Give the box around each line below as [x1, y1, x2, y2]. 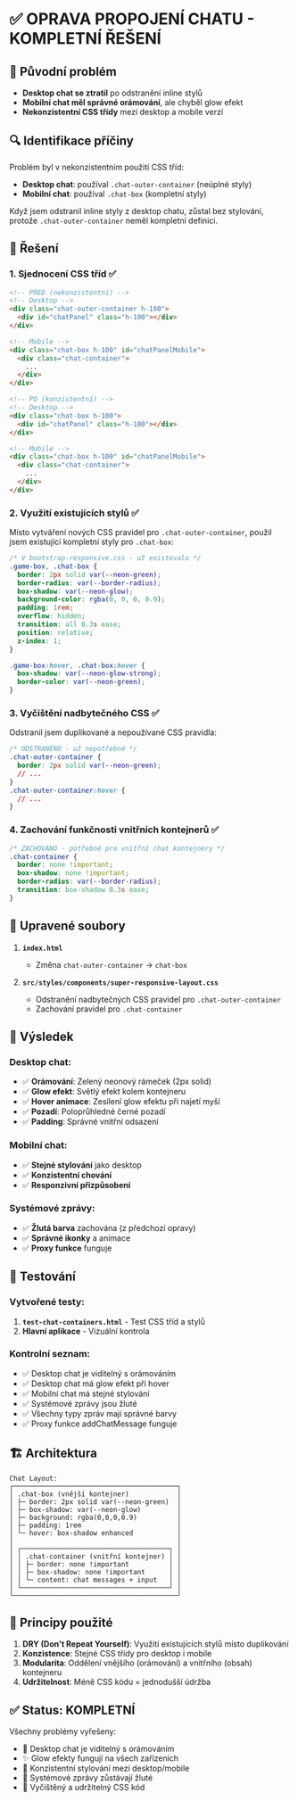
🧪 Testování [9, 1269, 76, 1285]
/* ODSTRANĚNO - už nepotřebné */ [9, 745, 138, 754]
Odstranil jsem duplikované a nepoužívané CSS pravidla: [9, 727, 217, 738]
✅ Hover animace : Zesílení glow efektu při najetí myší [21, 1096, 220, 1107]
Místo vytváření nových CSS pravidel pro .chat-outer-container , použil [9, 527, 272, 538]
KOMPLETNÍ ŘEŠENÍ [9, 29, 162, 49]
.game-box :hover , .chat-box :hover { [9, 661, 145, 670]
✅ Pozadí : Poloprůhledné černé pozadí [21, 1106, 166, 1117]
